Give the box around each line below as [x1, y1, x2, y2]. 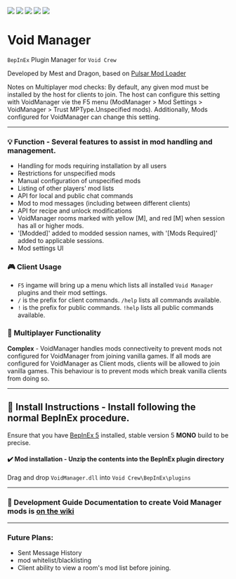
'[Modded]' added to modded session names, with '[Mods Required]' [17, 229, 218, 237]
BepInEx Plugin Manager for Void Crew [7, 55, 117, 63]
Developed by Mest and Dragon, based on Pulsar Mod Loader [7, 69, 186, 77]
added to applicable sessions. [17, 237, 104, 245]
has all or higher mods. [17, 222, 84, 230]
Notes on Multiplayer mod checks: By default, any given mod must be [7, 82, 209, 91]
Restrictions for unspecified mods [17, 169, 116, 178]
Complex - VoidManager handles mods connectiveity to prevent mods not [7, 344, 223, 352]
